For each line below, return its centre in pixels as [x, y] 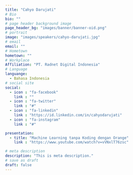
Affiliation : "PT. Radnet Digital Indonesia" [52, 65]
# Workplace [17, 60]
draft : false [18, 165]
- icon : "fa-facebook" [34, 92]
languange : [16, 74]
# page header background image [38, 23]
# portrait [16, 33]
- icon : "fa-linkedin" [34, 111]
